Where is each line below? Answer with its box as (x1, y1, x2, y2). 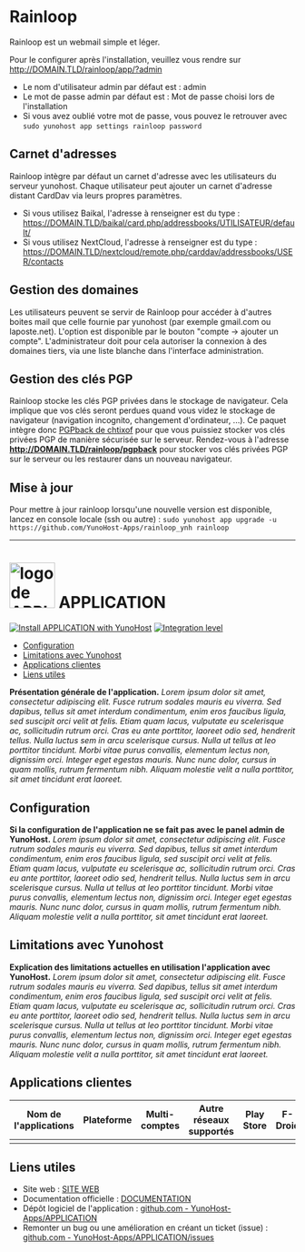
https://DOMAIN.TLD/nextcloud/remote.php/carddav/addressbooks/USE (22, 246, 293, 257)
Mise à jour (9, 480, 74, 495)
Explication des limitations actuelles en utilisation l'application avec (9, 962, 271, 973)
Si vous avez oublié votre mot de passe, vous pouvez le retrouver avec (22, 110, 288, 121)
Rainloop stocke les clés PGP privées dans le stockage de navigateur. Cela (9, 396, 289, 407)
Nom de (26, 1107, 62, 1120)
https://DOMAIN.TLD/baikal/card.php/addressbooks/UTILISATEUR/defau (22, 217, 295, 228)
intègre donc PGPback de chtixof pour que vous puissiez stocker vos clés (9, 425, 286, 436)
